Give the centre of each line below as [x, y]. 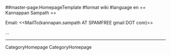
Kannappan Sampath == [31, 13]
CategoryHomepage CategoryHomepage [49, 47]
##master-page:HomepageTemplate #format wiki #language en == [76, 7]
